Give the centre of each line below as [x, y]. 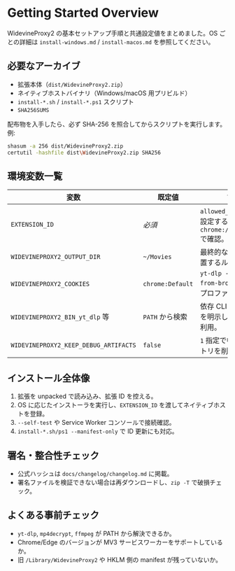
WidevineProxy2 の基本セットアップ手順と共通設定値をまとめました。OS [113, 33]
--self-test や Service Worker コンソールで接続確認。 [97, 423]
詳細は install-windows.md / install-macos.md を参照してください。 [117, 42]
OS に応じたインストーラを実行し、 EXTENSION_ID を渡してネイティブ [115, 405]
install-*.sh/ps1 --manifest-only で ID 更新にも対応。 [98, 431]
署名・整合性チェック [53, 455]
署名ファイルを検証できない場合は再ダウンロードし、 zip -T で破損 [113, 482]
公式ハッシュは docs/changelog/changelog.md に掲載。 [95, 473]
